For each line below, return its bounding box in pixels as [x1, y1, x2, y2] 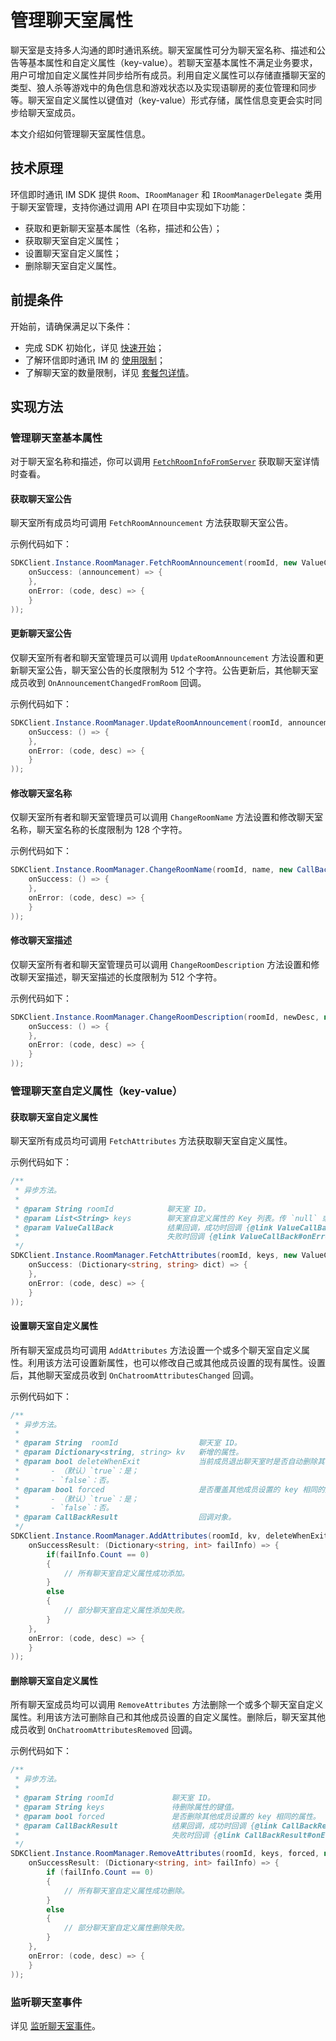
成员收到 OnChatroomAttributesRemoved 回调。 [10, 1724, 198, 1736]
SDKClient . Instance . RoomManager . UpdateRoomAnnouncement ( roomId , [10, 717, 284, 728]
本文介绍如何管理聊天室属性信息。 [10, 127, 151, 140]
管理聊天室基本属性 [10, 431, 103, 445]
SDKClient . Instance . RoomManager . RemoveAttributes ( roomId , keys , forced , [10, 1849, 320, 1859]
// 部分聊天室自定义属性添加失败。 [63, 1606, 190, 1616]
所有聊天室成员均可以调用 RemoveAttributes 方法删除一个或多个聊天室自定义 [10, 1699, 324, 1711]
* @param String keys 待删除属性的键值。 [14, 1802, 239, 1812]
